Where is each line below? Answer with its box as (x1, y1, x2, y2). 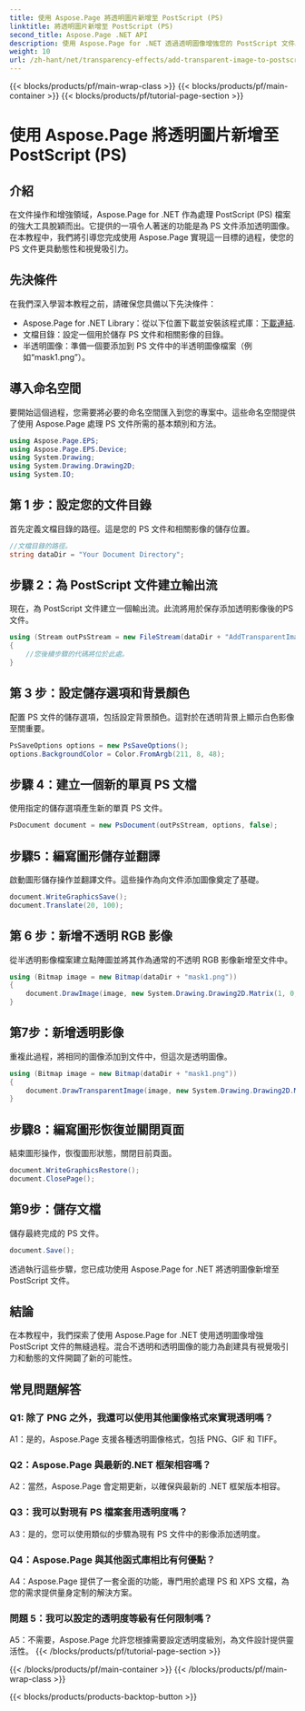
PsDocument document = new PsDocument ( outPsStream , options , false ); (9, 820, 279, 830)
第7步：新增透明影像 (9, 1025, 124, 1041)
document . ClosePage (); (9, 1174, 95, 1183)
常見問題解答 (9, 1382, 82, 1397)
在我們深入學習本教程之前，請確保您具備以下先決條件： (9, 297, 216, 309)
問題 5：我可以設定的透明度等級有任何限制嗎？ (9, 1612, 213, 1625)
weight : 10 (9, 47, 51, 56)
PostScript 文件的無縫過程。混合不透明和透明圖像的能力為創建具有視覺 (9, 1341, 274, 1352)
